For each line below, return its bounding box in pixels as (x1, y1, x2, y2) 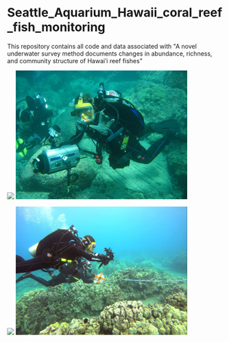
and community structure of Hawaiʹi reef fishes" (7, 56, 143, 65)
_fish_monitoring (7, 19, 106, 35)
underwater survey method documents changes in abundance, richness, (7, 49, 213, 58)
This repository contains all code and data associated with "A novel (7, 42, 197, 50)
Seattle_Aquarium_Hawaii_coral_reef (7, 5, 223, 21)
